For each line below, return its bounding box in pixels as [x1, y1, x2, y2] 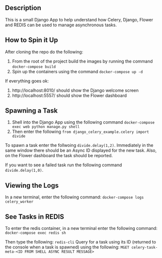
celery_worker [5, 199, 34, 204]
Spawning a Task [5, 107, 58, 115]
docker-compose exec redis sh [5, 230, 66, 236]
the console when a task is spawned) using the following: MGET [5, 244, 130, 250]
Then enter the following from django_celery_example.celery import [12, 129, 149, 135]
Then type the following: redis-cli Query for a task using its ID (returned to [5, 239, 156, 245]
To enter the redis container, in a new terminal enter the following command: [5, 226, 158, 231]
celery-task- [131, 245, 158, 250]
